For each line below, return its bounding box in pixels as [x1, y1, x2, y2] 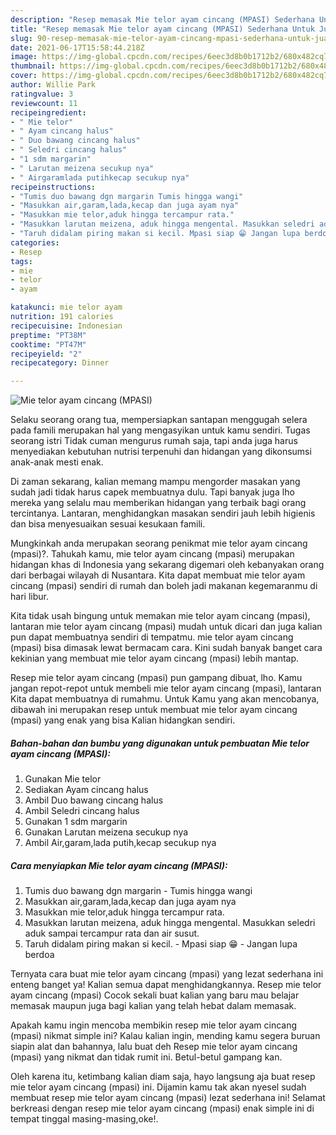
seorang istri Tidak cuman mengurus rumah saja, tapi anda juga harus [10, 435, 298, 447]
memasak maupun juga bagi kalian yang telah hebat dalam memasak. [10, 1000, 297, 1012]
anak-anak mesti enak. [10, 456, 104, 468]
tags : [10, 256, 33, 266]
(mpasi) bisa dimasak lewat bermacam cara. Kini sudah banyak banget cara [10, 642, 323, 654]
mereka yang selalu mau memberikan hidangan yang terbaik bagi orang [10, 497, 307, 509]
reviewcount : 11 [10, 98, 78, 108]
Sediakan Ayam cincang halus [24, 784, 149, 796]
